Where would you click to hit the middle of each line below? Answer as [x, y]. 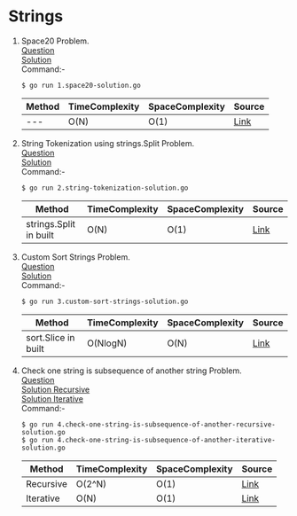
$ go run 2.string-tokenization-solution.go [105, 188]
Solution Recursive [55, 389]
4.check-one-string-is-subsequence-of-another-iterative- [166, 440]
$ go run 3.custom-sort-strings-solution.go [105, 301]
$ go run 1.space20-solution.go [81, 85]
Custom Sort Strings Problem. [75, 257]
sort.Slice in [50, 337]
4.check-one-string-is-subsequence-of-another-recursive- [166, 424]
